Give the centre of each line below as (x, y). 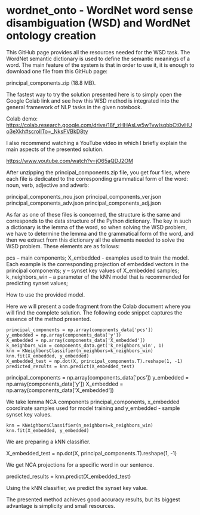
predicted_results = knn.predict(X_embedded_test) (69, 476)
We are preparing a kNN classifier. (48, 442)
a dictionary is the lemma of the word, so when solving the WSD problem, (97, 227)
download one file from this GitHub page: (57, 71)
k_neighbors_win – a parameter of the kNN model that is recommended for (98, 277)
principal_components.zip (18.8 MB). (51, 83)
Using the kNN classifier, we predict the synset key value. (77, 488)
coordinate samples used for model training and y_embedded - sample (93, 408)
